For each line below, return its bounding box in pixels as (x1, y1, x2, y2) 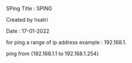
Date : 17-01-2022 (6, 27, 50, 34)
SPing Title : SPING (6, 5, 53, 12)
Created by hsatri (6, 16, 48, 23)
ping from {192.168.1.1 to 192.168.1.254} (6, 50, 99, 57)
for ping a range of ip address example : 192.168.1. (6, 39, 127, 45)
